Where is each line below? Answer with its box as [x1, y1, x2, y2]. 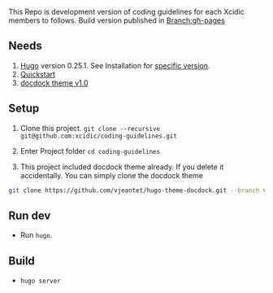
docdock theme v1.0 [19, 77, 89, 88]
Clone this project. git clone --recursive [19, 123, 161, 133]
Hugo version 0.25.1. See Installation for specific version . [19, 60, 210, 70]
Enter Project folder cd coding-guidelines [19, 146, 161, 155]
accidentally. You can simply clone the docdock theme [19, 170, 203, 180]
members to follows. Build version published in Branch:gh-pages [8, 15, 225, 25]
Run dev [8, 208, 51, 222]
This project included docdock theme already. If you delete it [19, 162, 224, 172]
